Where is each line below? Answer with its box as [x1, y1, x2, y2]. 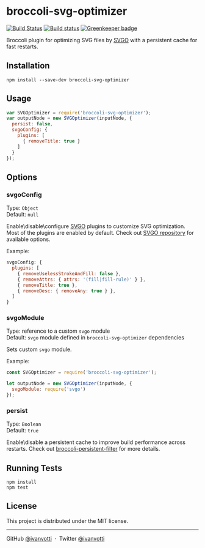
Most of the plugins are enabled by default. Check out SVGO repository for [6, 229, 194, 237]
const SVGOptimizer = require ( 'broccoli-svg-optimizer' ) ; [6, 369, 157, 376]
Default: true [6, 427, 39, 434]
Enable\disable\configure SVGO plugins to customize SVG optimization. [6, 223, 185, 230]
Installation [6, 61, 50, 71]
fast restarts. [6, 43, 38, 50]
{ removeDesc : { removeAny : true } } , [17, 287, 116, 294]
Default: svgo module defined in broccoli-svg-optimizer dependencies [6, 334, 185, 341]
